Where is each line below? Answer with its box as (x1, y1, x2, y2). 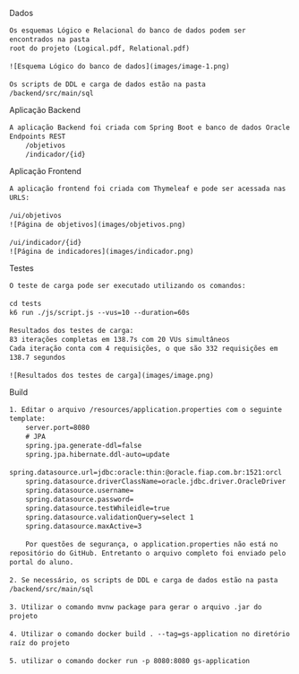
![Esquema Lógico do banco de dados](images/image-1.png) (9, 62, 230, 71)
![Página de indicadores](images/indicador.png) (9, 247, 194, 256)
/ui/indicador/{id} (9, 238, 82, 247)
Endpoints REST (9, 132, 66, 141)
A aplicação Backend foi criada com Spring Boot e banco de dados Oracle (9, 123, 291, 132)
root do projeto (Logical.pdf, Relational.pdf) (9, 44, 191, 53)
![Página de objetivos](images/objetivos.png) (9, 220, 186, 229)
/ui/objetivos (9, 211, 63, 220)
